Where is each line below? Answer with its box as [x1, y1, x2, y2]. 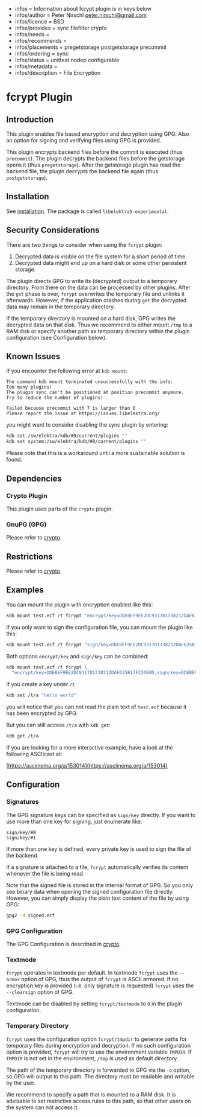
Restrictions [6, 552, 53, 562]
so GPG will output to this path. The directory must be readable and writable [6, 1072, 195, 1080]
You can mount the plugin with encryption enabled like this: [6, 600, 153, 608]
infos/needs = [14, 31, 50, 38]
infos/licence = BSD [14, 18, 64, 25]
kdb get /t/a [6, 733, 39, 739]
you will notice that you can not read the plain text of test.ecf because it [6, 703, 187, 711]
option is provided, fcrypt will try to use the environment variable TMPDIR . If [6, 1048, 192, 1055]
